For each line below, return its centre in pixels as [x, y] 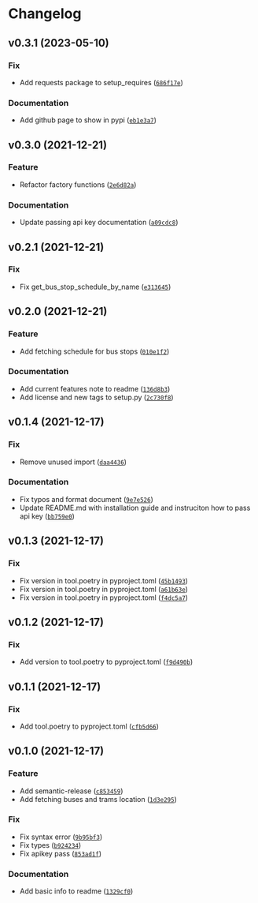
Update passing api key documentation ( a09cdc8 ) [99, 223]
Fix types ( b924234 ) [50, 845]
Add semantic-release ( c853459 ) [71, 791]
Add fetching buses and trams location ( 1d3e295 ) [98, 799]
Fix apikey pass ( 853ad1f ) [61, 853]
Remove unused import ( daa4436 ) [73, 462]
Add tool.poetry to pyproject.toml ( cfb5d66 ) [89, 726]
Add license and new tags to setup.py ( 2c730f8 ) [97, 397]
